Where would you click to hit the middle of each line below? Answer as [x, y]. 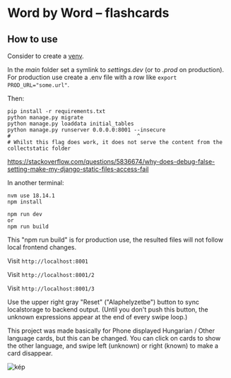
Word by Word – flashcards [88, 13]
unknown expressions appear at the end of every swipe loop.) [97, 317]
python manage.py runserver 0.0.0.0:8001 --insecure [87, 130]
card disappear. [30, 353]
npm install [25, 202]
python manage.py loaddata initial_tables [71, 124]
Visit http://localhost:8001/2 [51, 274]
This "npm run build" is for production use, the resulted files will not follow [115, 240]
